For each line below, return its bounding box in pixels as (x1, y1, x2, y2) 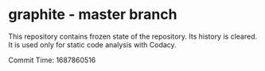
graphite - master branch (8, 6, 177, 24)
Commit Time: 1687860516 (8, 55, 96, 65)
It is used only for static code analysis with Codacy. (8, 39, 177, 49)
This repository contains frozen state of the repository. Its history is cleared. (8, 32, 257, 41)
